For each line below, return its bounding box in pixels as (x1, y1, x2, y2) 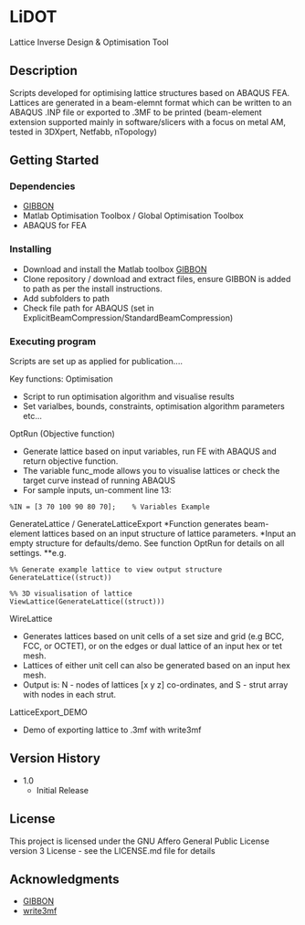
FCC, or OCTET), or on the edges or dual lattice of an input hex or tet (22, 641, 283, 652)
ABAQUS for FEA (22, 220, 87, 231)
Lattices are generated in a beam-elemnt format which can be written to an (9, 97, 292, 108)
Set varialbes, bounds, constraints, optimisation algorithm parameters (22, 401, 285, 412)
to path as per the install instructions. (22, 283, 163, 294)
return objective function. (22, 456, 119, 467)
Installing (9, 243, 52, 256)
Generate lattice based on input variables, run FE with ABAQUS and (22, 446, 277, 457)
